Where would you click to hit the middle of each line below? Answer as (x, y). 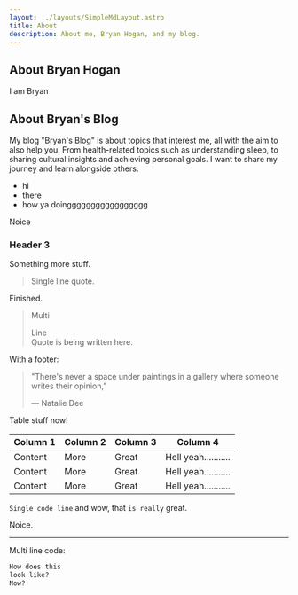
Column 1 (35, 442)
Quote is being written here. (82, 342)
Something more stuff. (50, 264)
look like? (29, 575)
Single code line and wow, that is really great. (98, 508)
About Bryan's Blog (64, 119)
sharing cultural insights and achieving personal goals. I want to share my (143, 159)
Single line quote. (63, 281)
